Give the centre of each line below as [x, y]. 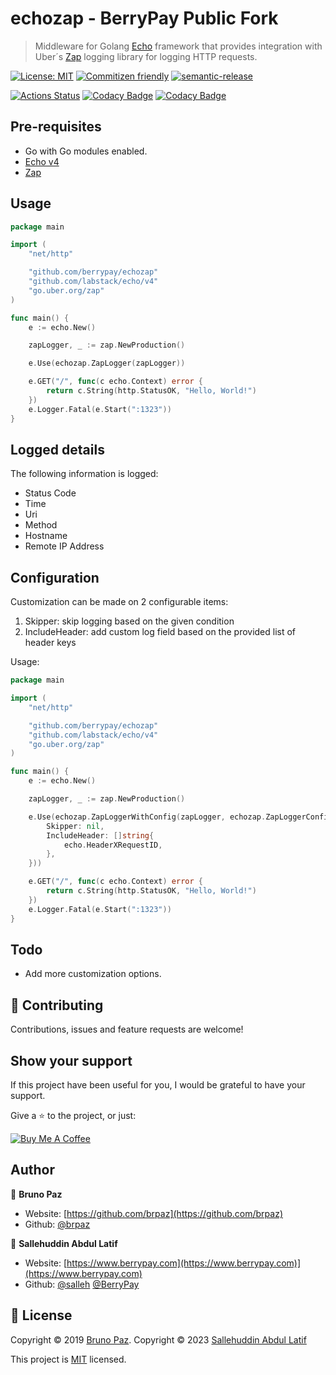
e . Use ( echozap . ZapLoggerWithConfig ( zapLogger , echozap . [147, 817]
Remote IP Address [64, 546]
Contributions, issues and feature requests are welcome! [127, 1029]
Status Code [50, 493]
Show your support [71, 1060]
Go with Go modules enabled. [86, 151]
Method [41, 525]
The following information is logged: [84, 474]
